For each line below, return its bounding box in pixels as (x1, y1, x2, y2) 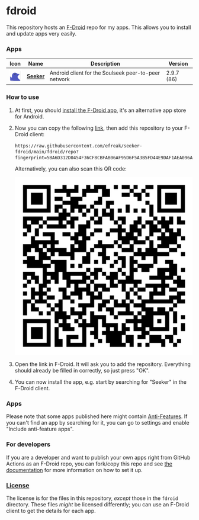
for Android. (14, 113, 44, 120)
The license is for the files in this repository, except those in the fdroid (6, 495, 178, 502)
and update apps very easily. (6, 30, 77, 37)
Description (91, 60, 120, 67)
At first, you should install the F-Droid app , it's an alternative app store (14, 107, 187, 114)
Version (168, 60, 188, 67)
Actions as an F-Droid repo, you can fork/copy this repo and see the (6, 460, 173, 467)
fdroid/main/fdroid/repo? (14, 149, 79, 155)
